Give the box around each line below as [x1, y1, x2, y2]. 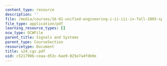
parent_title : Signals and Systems [5, 35, 79, 40]
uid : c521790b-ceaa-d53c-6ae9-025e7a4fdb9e [5, 53, 97, 59]
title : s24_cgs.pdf [5, 49, 46, 54]
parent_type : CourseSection [5, 40, 64, 45]
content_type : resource [5, 7, 55, 12]
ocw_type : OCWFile [5, 30, 43, 35]
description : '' [5, 12, 39, 17]
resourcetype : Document [5, 44, 55, 49]
